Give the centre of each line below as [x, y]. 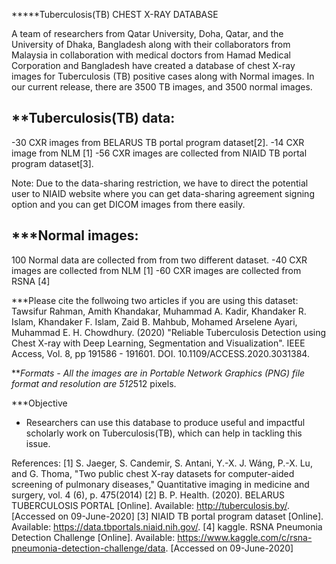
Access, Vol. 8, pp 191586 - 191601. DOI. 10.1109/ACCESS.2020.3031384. [160, 353]
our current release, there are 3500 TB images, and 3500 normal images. [162, 87]
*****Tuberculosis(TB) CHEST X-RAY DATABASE [115, 14]
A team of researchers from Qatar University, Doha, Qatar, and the [147, 33]
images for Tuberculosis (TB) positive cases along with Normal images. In [163, 76]
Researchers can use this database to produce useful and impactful [165, 422]
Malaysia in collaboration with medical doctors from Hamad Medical [151, 55]
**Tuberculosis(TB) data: [93, 118]
